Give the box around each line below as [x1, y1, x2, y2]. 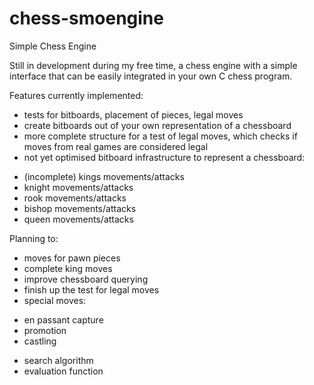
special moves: [23, 294, 87, 306]
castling [23, 335, 57, 347]
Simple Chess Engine [9, 40, 97, 52]
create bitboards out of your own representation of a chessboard [23, 119, 292, 131]
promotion [23, 324, 67, 336]
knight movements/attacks [23, 181, 134, 193]
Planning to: [9, 232, 59, 244]
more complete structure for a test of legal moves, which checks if [23, 130, 298, 142]
